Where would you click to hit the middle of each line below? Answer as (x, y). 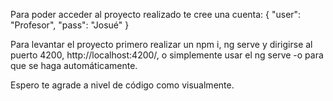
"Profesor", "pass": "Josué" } (70, 25)
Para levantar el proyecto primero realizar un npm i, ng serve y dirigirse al (161, 44)
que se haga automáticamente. (74, 65)
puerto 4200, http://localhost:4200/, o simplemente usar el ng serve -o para (167, 55)
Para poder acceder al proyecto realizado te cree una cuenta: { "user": (156, 14)
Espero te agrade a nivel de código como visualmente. (122, 85)
